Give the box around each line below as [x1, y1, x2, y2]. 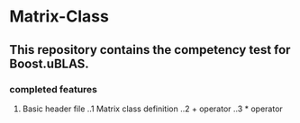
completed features [9, 83, 97, 95]
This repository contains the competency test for [9, 42, 291, 57]
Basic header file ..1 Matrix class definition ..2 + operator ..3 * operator [22, 103, 284, 114]
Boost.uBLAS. [9, 56, 90, 71]
